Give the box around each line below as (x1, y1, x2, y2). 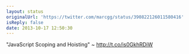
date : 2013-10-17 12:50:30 (6, 25, 73, 31)
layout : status (6, 8, 44, 15)
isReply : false (6, 19, 44, 25)
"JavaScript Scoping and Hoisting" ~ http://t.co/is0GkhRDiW (6, 41, 153, 48)
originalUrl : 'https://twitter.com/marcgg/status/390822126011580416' (6, 14, 184, 20)
